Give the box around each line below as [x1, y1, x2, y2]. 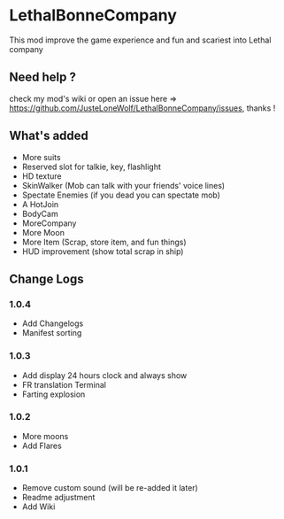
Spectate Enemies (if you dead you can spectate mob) [21, 190, 221, 200]
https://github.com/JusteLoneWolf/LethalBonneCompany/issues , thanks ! [9, 103, 276, 113]
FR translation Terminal [21, 379, 106, 390]
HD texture [21, 170, 62, 182]
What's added [9, 128, 88, 143]
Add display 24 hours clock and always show [21, 369, 188, 381]
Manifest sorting [21, 328, 82, 338]
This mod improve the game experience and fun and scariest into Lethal [9, 35, 272, 45]
